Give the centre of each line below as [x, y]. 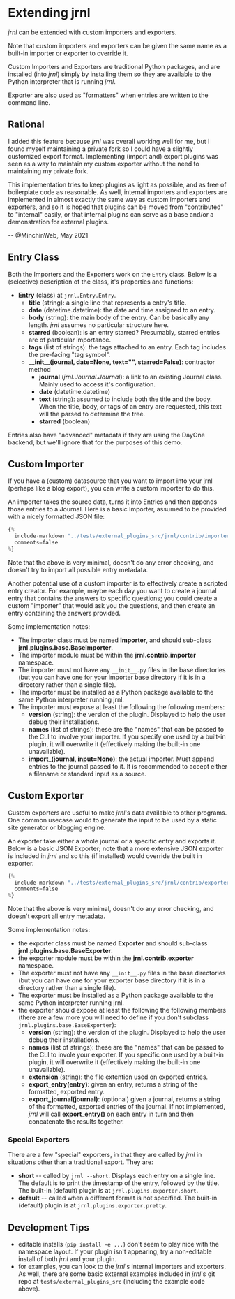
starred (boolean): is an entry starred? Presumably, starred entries [124, 332]
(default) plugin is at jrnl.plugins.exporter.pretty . [92, 1205]
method [39, 369]
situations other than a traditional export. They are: [81, 1162]
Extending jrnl [49, 13]
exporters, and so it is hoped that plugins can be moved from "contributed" [116, 207]
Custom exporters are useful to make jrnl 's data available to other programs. [117, 813]
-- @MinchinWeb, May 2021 [48, 235]
